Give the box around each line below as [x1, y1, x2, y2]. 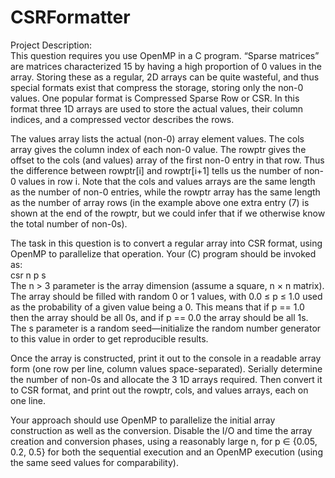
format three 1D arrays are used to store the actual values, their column [10, 102, 304, 115]
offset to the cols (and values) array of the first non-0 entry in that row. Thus [10, 154, 325, 166]
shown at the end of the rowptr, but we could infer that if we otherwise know [10, 207, 326, 219]
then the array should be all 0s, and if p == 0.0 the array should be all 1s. [10, 311, 309, 323]
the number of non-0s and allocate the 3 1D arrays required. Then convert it [10, 373, 323, 385]
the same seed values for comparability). [10, 456, 179, 468]
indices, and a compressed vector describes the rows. [10, 113, 235, 125]
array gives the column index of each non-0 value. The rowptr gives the [10, 143, 307, 155]
